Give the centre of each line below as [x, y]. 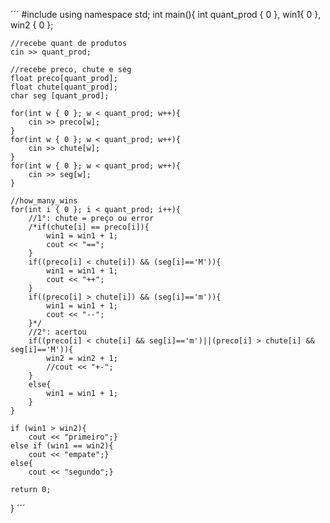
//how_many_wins [44, 201]
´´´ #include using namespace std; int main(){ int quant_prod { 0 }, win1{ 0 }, [166, 14]
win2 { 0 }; [32, 25]
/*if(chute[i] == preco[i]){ [89, 227]
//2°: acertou [57, 332]
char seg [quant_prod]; [60, 96]
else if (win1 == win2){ [62, 446]
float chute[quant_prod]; [64, 87]
